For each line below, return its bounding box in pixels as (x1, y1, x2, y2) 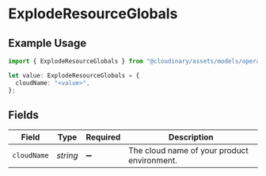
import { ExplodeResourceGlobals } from (8, 57, 144, 65)
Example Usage (8, 36, 87, 50)
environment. (127, 155, 178, 166)
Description (169, 132, 214, 143)
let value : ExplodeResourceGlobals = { (8, 71, 140, 79)
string (56, 150, 78, 161)
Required (85, 132, 121, 143)
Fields (8, 108, 40, 121)
